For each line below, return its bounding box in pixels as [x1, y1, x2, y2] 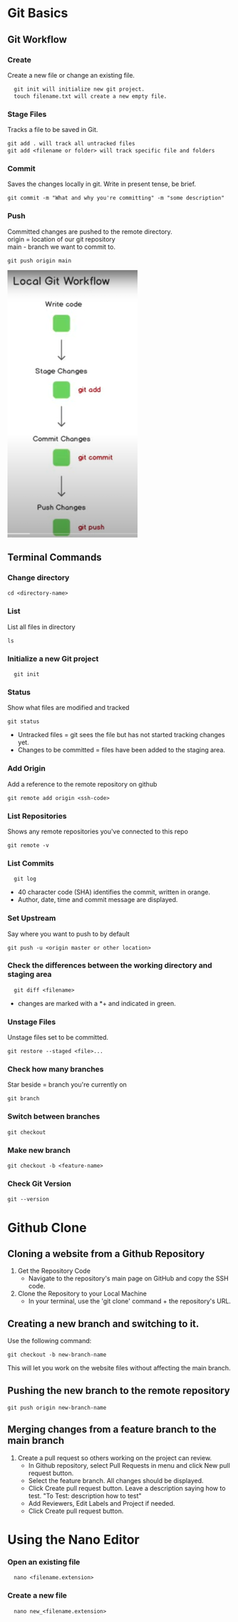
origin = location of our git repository [7, 235, 115, 243]
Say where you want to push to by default [7, 929, 130, 938]
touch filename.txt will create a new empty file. [14, 93, 167, 100]
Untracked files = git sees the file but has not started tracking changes [17, 731, 226, 739]
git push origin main [7, 257, 72, 265]
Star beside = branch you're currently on [7, 1080, 127, 1089]
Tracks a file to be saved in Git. [7, 125, 98, 134]
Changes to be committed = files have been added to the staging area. [17, 746, 226, 754]
